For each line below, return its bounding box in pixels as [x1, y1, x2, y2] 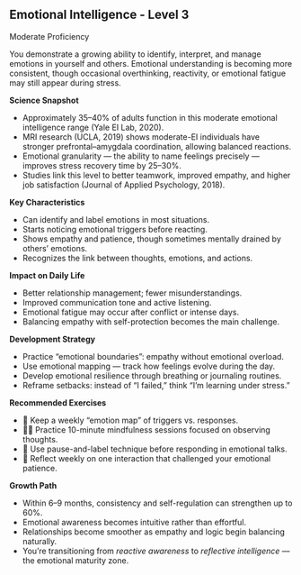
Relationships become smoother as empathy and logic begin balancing [22, 526, 286, 537]
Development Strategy [9, 333, 96, 344]
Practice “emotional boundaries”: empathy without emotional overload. [22, 351, 285, 361]
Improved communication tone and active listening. [22, 297, 212, 307]
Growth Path [9, 479, 58, 490]
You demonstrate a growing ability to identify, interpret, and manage [9, 49, 262, 59]
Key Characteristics [9, 196, 85, 207]
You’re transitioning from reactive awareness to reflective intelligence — [22, 545, 290, 556]
